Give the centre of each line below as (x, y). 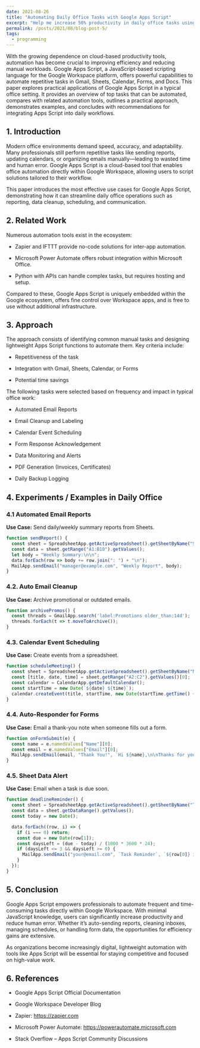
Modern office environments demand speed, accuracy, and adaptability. (95, 146)
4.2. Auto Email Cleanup (42, 586)
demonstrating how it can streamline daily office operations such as (89, 195)
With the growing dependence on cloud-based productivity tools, (86, 56)
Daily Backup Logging (42, 479)
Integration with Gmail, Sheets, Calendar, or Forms (76, 369)
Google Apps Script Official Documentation (68, 993)
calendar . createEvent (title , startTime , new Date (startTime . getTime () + (104, 694)
